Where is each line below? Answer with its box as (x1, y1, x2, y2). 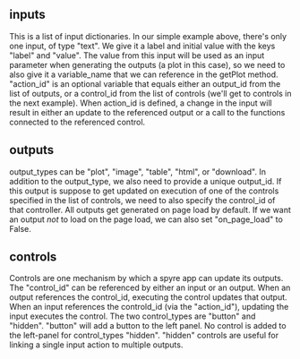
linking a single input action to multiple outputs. (9, 339, 184, 350)
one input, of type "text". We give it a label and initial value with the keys (9, 40, 276, 51)
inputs (9, 7, 47, 22)
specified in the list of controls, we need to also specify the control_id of (9, 194, 276, 205)
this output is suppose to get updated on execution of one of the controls (9, 185, 279, 196)
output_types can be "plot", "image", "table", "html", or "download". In (9, 166, 267, 177)
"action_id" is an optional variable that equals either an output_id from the (9, 78, 281, 89)
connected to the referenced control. (9, 116, 146, 127)
